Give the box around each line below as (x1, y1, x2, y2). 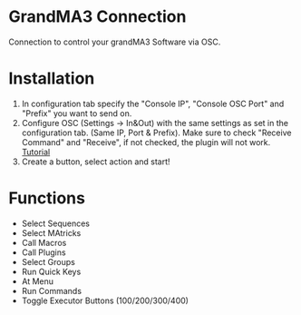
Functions (8, 188, 85, 209)
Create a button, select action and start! (21, 156, 170, 167)
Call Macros (21, 237, 67, 248)
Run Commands (21, 285, 83, 296)
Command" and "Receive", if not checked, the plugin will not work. (21, 136, 271, 147)
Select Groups (21, 256, 76, 267)
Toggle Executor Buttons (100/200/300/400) (21, 295, 189, 306)
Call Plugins (21, 247, 66, 258)
